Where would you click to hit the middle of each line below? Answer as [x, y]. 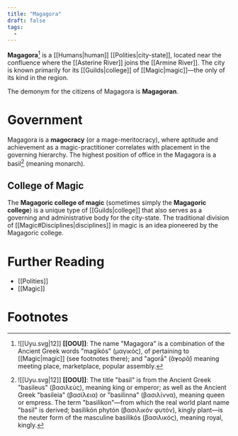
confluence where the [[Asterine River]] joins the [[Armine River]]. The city [116, 62]
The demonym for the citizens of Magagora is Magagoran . [93, 91]
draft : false [27, 21]
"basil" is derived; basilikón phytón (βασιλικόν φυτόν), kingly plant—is [120, 410]
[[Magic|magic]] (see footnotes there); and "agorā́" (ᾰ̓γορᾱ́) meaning [118, 359]
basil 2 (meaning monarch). [46, 162]
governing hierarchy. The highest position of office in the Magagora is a [112, 155]
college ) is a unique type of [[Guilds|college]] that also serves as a [105, 211]
